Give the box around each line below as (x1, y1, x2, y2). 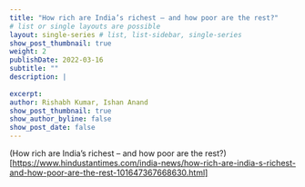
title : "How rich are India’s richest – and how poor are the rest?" (9, 13, 280, 23)
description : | (9, 73, 67, 82)
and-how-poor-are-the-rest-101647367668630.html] (9, 167, 208, 178)
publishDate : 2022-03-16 (9, 55, 104, 64)
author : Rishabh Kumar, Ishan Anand (9, 97, 148, 107)
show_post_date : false (9, 123, 96, 133)
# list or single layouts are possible (9, 22, 161, 31)
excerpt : (9, 89, 43, 98)
